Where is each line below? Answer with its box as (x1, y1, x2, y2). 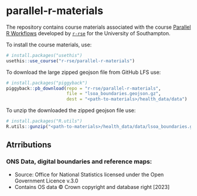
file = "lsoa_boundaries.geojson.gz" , (66, 91, 161, 97)
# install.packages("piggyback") (6, 80, 88, 86)
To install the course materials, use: (6, 41, 92, 48)
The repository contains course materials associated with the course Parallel (6, 23, 191, 31)
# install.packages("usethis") (6, 52, 83, 58)
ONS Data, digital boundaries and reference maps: (6, 157, 152, 165)
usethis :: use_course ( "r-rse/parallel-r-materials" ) (6, 58, 135, 64)
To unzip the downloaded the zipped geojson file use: (6, 107, 136, 114)
